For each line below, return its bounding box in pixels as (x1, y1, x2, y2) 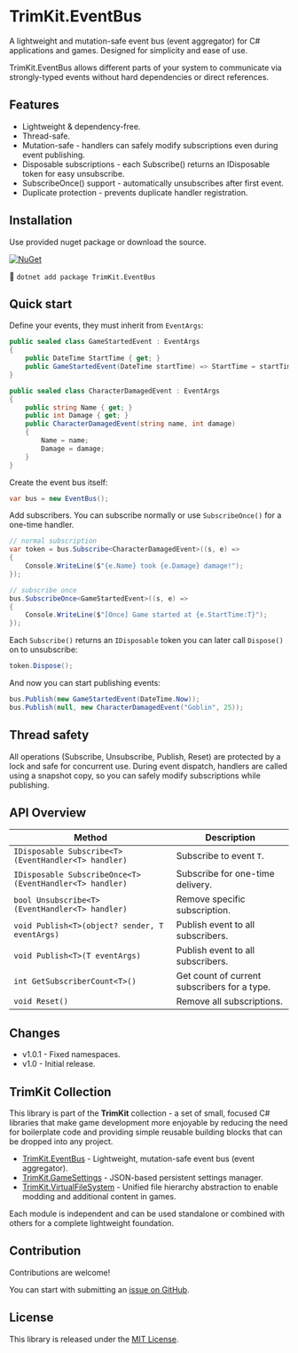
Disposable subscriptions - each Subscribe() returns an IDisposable (21, 158, 271, 170)
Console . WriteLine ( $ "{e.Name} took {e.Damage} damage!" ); (25, 561, 244, 570)
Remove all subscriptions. (176, 995, 284, 1007)
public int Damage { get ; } (25, 411, 129, 420)
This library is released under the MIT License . (9, 1333, 179, 1344)
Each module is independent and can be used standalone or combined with (9, 1208, 286, 1219)
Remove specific (176, 893, 246, 905)
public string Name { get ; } (25, 402, 133, 412)
